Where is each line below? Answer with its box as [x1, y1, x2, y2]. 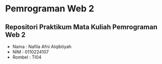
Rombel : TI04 [12, 54, 41, 60]
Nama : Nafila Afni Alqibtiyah [12, 44, 72, 50]
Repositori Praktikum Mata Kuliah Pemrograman [5, 23, 158, 31]
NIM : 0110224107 [12, 49, 49, 55]
